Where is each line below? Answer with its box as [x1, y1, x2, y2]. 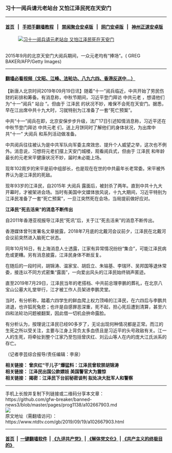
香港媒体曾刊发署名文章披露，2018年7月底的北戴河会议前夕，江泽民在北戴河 [5, 228, 166, 234]
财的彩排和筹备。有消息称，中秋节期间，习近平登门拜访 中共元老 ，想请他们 [5, 94, 165, 100]
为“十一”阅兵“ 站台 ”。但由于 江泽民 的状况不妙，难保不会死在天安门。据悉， [5, 100, 166, 107]
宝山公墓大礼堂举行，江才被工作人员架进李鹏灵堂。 [5, 286, 113, 293]
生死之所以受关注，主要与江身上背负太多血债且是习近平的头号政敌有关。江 [5, 327, 162, 334]
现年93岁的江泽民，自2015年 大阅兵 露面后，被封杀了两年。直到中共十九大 [5, 182, 163, 189]
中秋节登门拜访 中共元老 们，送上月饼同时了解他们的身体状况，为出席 [5, 124, 152, 130]
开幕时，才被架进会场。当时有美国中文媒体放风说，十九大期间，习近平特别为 [5, 189, 167, 195]
